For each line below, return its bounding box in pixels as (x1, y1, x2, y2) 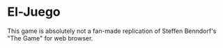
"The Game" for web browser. (7, 34, 93, 42)
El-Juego (7, 4, 61, 20)
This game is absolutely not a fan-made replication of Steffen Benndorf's (7, 27, 217, 35)
